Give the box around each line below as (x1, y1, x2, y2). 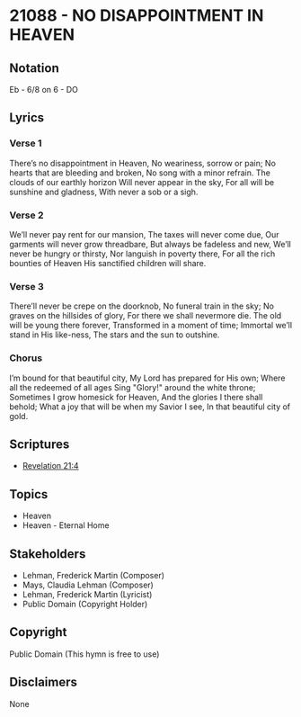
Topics (9, 487, 49, 502)
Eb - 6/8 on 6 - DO (9, 85, 79, 94)
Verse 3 (9, 280, 44, 292)
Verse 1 (9, 137, 42, 149)
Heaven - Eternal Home (22, 520, 110, 531)
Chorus (9, 352, 43, 364)
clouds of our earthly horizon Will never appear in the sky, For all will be (9, 176, 275, 187)
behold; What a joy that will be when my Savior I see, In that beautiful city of (9, 401, 291, 412)
